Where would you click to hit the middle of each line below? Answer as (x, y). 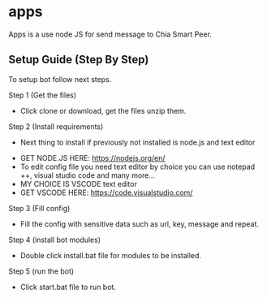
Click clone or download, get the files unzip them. (103, 110)
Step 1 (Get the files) (43, 95)
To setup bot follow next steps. (60, 79)
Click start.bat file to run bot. (68, 287)
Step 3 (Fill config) (39, 208)
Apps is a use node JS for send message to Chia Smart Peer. (110, 34)
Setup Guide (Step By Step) (79, 60)
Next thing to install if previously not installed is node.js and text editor (138, 142)
